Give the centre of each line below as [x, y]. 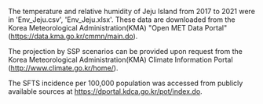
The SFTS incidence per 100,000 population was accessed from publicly [126, 83]
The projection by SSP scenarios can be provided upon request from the [126, 51]
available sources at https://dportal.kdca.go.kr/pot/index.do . [105, 91]
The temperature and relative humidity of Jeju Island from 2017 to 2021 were [131, 11]
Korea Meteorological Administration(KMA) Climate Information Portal [121, 59]
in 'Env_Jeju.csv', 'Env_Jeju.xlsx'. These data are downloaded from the [122, 20]
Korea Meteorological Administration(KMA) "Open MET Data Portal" [118, 28]
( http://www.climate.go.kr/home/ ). [63, 68]
